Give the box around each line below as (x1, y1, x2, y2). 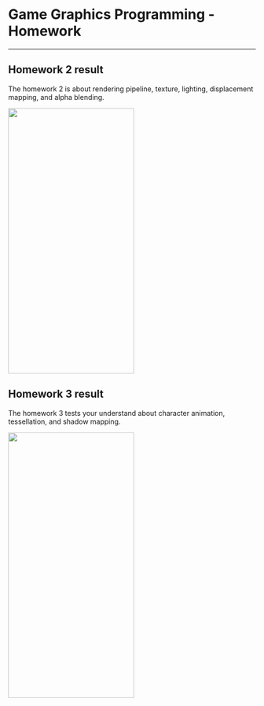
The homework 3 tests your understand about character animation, (8, 408, 225, 417)
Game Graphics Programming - (8, 6, 215, 24)
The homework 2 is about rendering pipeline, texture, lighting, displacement (8, 84, 254, 94)
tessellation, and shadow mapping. (8, 417, 121, 426)
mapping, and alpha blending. (8, 92, 104, 101)
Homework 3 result (8, 388, 104, 401)
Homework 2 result (8, 63, 104, 76)
